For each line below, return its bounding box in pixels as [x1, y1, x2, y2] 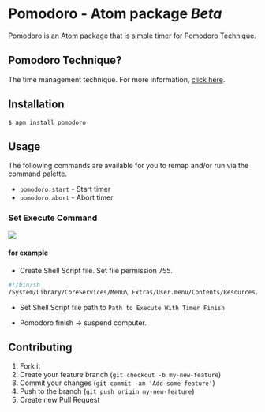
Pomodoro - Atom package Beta [8, 5, 222, 23]
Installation [8, 98, 65, 111]
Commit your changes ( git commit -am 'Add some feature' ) [19, 378, 215, 388]
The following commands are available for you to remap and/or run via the [8, 161, 249, 170]
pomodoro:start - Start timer [19, 185, 111, 194]
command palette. [8, 169, 67, 178]
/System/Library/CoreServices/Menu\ [8, 288, 129, 296]
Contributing [8, 341, 73, 354]
